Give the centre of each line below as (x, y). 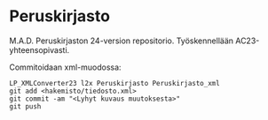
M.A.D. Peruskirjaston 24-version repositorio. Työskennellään (121, 41)
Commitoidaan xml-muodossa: (65, 67)
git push (25, 106)
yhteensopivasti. (39, 49)
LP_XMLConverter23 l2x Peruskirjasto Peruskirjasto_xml (114, 83)
